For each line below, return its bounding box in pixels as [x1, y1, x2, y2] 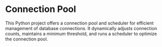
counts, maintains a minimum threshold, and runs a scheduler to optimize [5, 30, 157, 36]
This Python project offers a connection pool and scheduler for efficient [5, 20, 154, 26]
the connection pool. [5, 36, 48, 42]
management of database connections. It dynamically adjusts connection [5, 25, 157, 31]
